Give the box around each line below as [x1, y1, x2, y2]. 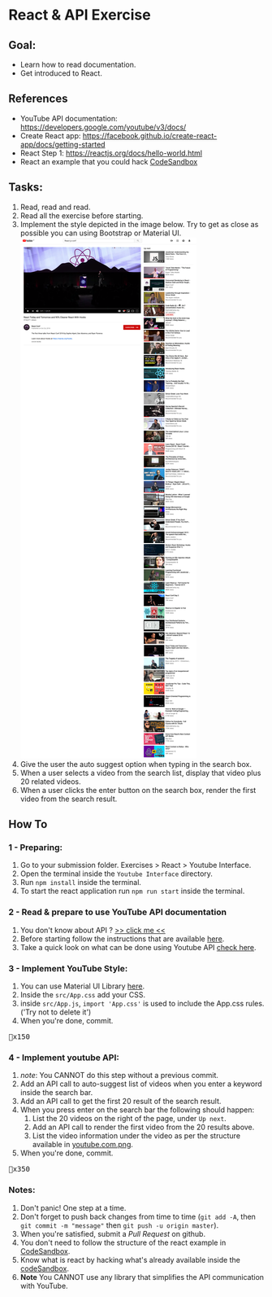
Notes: [8, 1185, 36, 1196]
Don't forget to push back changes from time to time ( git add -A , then [19, 1212, 256, 1221]
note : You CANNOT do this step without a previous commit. [19, 1071, 219, 1080]
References [8, 92, 68, 106]
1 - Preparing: [8, 841, 63, 852]
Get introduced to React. [19, 68, 103, 78]
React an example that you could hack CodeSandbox [19, 156, 198, 166]
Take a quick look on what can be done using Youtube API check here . [19, 942, 257, 952]
